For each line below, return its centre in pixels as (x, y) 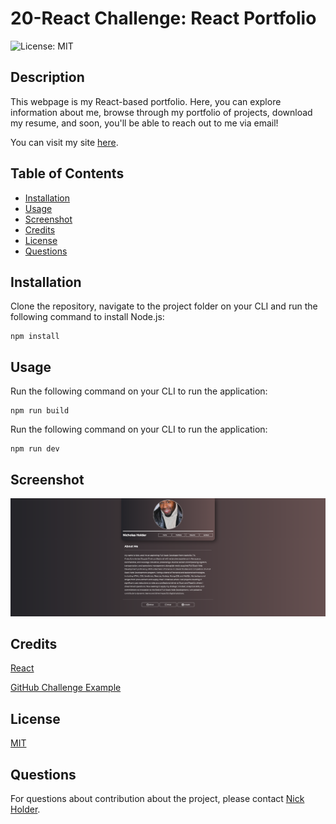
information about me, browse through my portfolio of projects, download (161, 112)
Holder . (25, 809)
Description (47, 77)
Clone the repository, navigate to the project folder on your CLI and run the (164, 306)
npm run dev (35, 449)
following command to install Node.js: (87, 317)
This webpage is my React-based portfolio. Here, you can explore (146, 101)
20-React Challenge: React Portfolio (163, 18)
